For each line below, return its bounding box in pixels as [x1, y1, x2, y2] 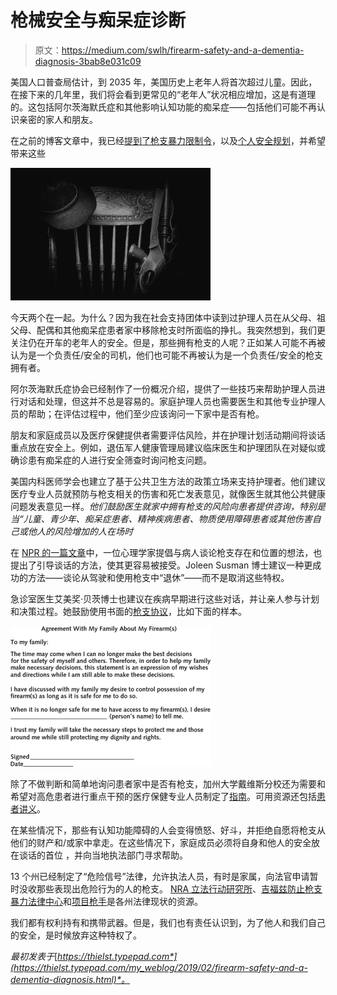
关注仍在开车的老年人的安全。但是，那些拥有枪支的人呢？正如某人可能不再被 [10, 336, 326, 348]
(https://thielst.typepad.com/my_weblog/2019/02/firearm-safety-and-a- [10, 961, 308, 973]
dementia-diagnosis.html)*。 [10, 973, 130, 985]
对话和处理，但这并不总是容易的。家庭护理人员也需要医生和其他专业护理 [18, 395, 317, 407]
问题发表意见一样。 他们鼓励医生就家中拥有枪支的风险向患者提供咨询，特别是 [10, 500, 326, 512]
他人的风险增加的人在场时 [27, 525, 133, 537]
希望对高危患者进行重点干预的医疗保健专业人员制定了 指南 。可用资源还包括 [10, 790, 317, 802]
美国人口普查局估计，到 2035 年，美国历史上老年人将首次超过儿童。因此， [10, 76, 318, 88]
